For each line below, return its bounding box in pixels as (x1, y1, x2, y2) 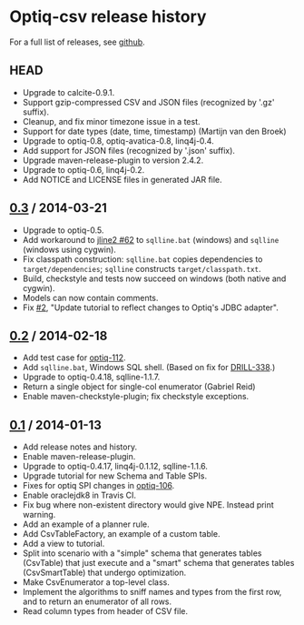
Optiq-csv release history (9, 6, 207, 27)
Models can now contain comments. (22, 292, 159, 303)
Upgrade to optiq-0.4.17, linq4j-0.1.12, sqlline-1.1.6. (22, 461, 209, 472)
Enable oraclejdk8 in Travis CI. (22, 489, 137, 501)
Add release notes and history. (22, 441, 138, 452)
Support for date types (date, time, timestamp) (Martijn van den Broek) (22, 126, 288, 136)
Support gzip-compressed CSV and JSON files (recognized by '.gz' (22, 96, 275, 107)
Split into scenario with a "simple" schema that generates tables (22, 548, 262, 559)
